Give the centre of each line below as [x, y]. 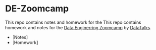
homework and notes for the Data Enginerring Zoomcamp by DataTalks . [78, 27]
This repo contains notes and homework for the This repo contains [73, 22]
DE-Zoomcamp [37, 9]
